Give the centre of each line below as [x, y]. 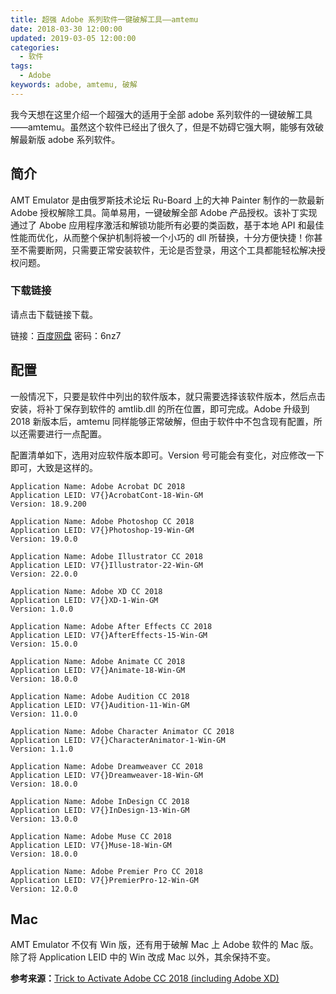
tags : [21, 66]
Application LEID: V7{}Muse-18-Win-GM [91, 845]
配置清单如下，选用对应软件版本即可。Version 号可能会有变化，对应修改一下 [167, 455]
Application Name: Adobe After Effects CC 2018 [111, 626]
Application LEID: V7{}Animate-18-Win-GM [98, 670]
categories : [35, 47]
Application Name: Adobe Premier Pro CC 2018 [106, 871]
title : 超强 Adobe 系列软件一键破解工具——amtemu [104, 19]
